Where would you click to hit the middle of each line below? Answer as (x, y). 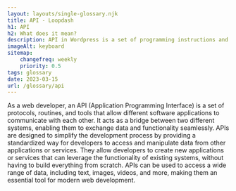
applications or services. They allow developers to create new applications (116, 150)
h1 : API (19, 27)
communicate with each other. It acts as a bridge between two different (111, 121)
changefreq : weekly (49, 60)
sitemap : (20, 53)
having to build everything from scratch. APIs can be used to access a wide (117, 165)
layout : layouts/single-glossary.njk (63, 14)
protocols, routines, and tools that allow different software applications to (113, 113)
